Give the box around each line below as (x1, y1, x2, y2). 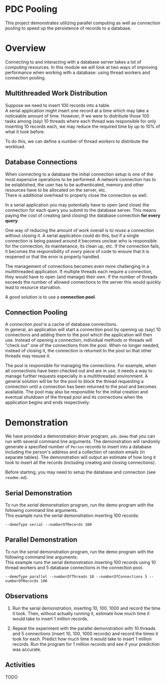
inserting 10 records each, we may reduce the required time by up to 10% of (5, 123, 160, 129)
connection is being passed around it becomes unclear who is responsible (5, 238, 157, 244)
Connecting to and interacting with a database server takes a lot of (5, 59, 142, 65)
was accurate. (12, 646, 42, 652)
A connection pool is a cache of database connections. (5, 321, 118, 327)
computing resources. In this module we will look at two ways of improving (5, 64, 158, 70)
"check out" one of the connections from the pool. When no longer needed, (5, 342, 160, 348)
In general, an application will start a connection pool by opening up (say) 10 (5, 326, 161, 333)
